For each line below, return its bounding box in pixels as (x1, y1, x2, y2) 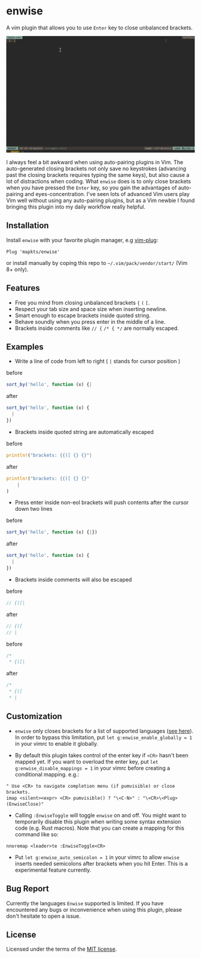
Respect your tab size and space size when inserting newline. (14, 305, 167, 312)
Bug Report (6, 884, 50, 894)
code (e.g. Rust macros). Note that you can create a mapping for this (14, 824, 184, 832)
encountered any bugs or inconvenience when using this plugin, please (6, 906, 182, 913)
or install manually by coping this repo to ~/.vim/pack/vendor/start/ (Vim (6, 259, 188, 266)
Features (6, 283, 40, 293)
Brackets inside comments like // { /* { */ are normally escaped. (14, 324, 179, 332)
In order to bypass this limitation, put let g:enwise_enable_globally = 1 (14, 733, 193, 741)
